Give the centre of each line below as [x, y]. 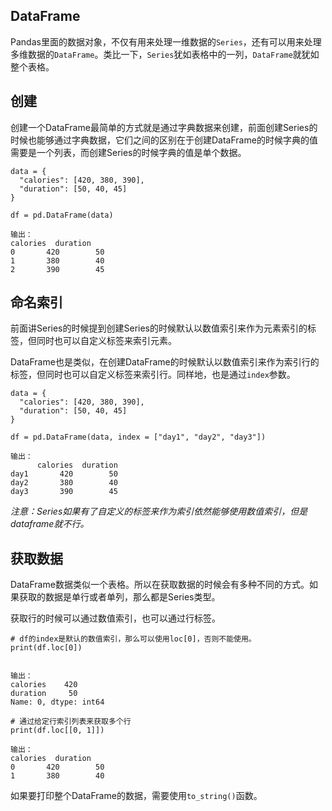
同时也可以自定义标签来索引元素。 [106, 341]
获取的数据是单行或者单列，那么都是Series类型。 [119, 597]
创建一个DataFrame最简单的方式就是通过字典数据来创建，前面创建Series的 [164, 127]
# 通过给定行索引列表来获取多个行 [71, 722]
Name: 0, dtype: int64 [57, 702]
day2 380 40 [64, 483]
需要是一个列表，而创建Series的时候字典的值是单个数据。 [128, 152]
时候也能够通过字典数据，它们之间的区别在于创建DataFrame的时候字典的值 [164, 140]
